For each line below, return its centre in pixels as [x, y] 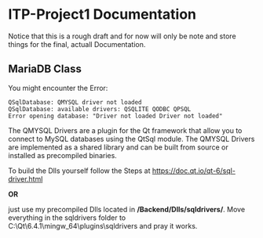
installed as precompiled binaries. [63, 155]
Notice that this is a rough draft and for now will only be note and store [122, 36]
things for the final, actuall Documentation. [77, 44]
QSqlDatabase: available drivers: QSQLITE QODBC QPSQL [100, 109]
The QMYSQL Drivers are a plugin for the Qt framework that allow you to [125, 130]
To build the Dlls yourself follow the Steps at [79, 171]
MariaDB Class [45, 69]
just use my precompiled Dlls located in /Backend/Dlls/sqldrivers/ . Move [127, 209]
